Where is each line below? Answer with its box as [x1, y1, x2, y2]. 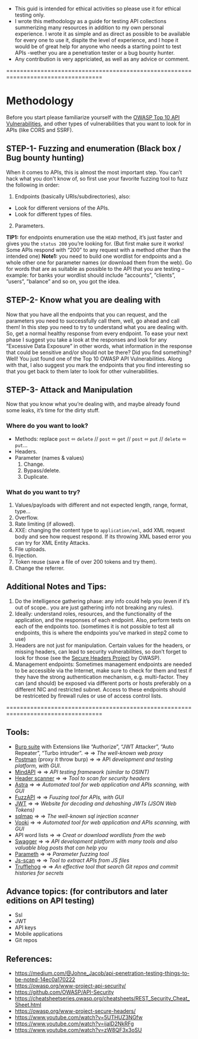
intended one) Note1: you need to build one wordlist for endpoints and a [6, 252, 182, 260]
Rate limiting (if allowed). [14, 520, 75, 528]
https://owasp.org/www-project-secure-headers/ [14, 1008, 136, 1015]
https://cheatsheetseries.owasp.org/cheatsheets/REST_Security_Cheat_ [14, 995, 190, 1002]
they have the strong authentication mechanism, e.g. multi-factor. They [14, 673, 189, 680]
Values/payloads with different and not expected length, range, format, [14, 501, 188, 509]
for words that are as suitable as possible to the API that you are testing [6, 265, 181, 272]
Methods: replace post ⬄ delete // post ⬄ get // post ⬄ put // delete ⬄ [14, 435, 187, 442]
